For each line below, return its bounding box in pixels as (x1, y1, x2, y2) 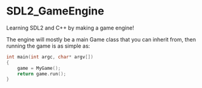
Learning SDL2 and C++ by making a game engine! (6, 24, 135, 31)
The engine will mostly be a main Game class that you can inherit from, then (6, 36, 196, 43)
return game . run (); (17, 71, 67, 77)
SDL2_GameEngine (6, 4, 104, 18)
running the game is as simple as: (6, 42, 90, 49)
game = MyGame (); (17, 65, 61, 71)
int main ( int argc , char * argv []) (6, 54, 94, 60)
